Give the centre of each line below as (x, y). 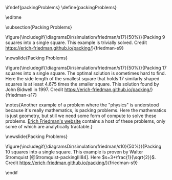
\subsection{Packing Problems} (39, 27)
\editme (14, 17)
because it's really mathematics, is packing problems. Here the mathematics (86, 110)
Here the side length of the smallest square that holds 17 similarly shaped (82, 78)
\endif (12, 173)
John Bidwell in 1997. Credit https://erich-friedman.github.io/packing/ (78, 89)
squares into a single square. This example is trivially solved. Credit (76, 42)
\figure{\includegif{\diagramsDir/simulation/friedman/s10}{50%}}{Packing (83, 146)
